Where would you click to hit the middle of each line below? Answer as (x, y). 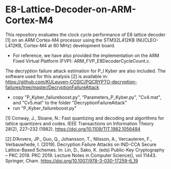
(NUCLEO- (147, 40)
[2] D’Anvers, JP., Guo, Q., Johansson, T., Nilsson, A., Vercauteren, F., (79, 139)
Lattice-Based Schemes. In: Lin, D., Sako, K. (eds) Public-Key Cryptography (85, 149)
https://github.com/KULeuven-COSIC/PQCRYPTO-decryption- (71, 82)
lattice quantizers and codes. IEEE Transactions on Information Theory (80, 123)
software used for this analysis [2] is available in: (57, 76)
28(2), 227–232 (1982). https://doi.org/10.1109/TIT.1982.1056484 (73, 129)
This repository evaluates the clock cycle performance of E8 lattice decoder (85, 34)
